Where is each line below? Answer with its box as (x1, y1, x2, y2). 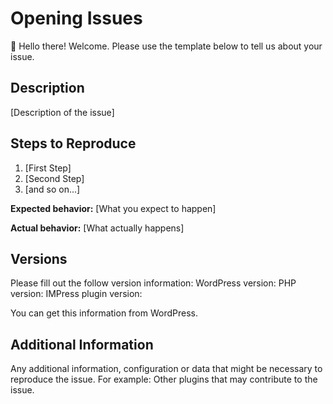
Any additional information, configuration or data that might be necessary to (10, 363, 323, 375)
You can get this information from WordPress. (10, 307, 198, 319)
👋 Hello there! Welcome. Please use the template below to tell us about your (10, 40, 323, 52)
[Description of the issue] (10, 106, 115, 118)
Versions (10, 250, 68, 267)
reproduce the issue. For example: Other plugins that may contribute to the (10, 373, 318, 386)
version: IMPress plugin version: (10, 288, 143, 300)
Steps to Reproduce (10, 135, 137, 152)
